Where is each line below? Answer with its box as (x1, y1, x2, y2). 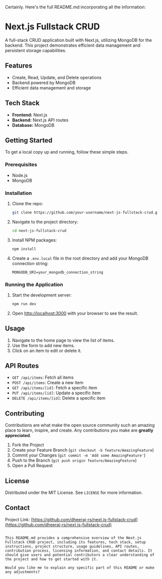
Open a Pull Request (12, 463, 53, 469)
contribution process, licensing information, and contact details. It (5, 548, 152, 553)
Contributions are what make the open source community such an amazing (5, 422, 155, 428)
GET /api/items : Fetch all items (12, 374, 74, 381)
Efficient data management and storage (12, 85, 91, 90)
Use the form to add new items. (12, 342, 75, 348)
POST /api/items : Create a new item (12, 380, 84, 386)
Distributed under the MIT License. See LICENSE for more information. (5, 490, 143, 495)
